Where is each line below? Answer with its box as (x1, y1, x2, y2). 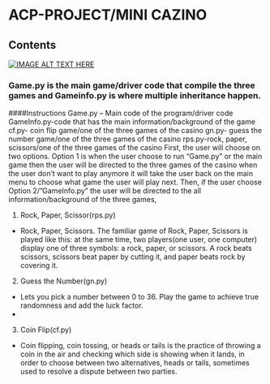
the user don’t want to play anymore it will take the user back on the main (8, 169, 254, 179)
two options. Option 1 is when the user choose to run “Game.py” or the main (8, 152, 263, 162)
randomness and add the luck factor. (19, 300, 144, 310)
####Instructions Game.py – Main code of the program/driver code (8, 108, 234, 119)
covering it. (19, 261, 58, 270)
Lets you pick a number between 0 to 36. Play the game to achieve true (19, 292, 259, 302)
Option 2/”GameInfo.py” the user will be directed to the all (8, 186, 201, 196)
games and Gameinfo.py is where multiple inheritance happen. (8, 89, 262, 101)
